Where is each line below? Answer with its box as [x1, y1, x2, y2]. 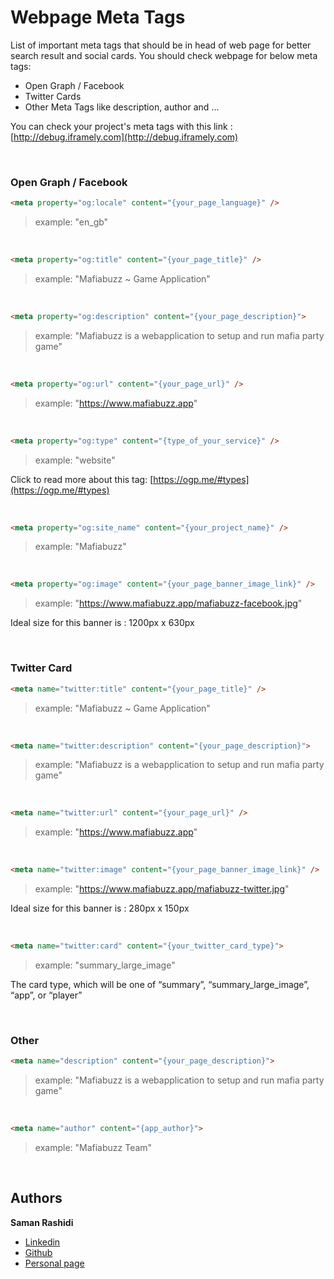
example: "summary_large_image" [34, 959, 176, 971]
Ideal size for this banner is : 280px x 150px [10, 902, 190, 915]
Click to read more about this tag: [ [10, 473, 154, 485]
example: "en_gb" [34, 216, 109, 228]
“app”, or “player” [10, 989, 83, 1001]
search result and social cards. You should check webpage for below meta [10, 49, 318, 61]
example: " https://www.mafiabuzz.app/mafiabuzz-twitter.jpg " [34, 883, 290, 895]
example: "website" [34, 454, 116, 466]
